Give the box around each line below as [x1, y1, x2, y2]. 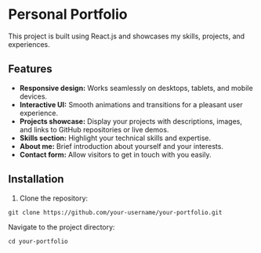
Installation [8, 172, 64, 186]
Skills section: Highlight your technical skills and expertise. [19, 133, 212, 143]
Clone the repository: [19, 193, 89, 203]
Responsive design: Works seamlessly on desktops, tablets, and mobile [19, 83, 253, 92]
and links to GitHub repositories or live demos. [19, 125, 169, 134]
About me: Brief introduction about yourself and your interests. [19, 141, 223, 150]
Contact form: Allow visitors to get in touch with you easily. [19, 150, 212, 159]
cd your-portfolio [8, 237, 68, 245]
